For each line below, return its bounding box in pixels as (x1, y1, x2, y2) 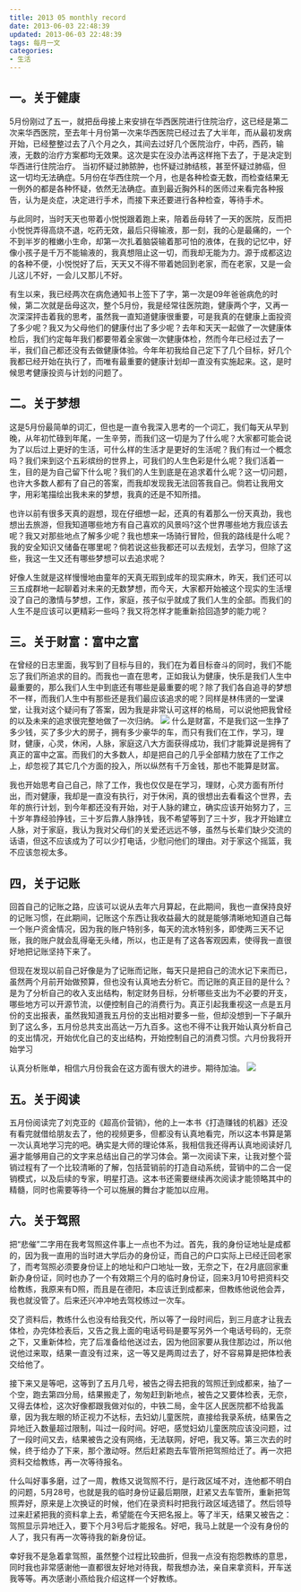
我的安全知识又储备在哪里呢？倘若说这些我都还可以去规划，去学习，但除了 (9, 541, 284, 552)
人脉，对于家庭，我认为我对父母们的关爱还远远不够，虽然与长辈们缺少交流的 (9, 825, 292, 835)
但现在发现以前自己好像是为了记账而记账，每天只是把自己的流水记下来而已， (9, 966, 292, 976)
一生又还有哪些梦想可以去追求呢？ (39, 553, 167, 564)
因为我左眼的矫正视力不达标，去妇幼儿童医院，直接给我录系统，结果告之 (24, 1411, 292, 1422)
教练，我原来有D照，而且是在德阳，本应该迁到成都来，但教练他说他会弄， (16, 1283, 290, 1294)
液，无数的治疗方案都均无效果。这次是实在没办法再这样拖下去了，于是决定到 (9, 149, 292, 160)
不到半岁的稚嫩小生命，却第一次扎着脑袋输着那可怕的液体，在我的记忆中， (9, 235, 284, 247)
